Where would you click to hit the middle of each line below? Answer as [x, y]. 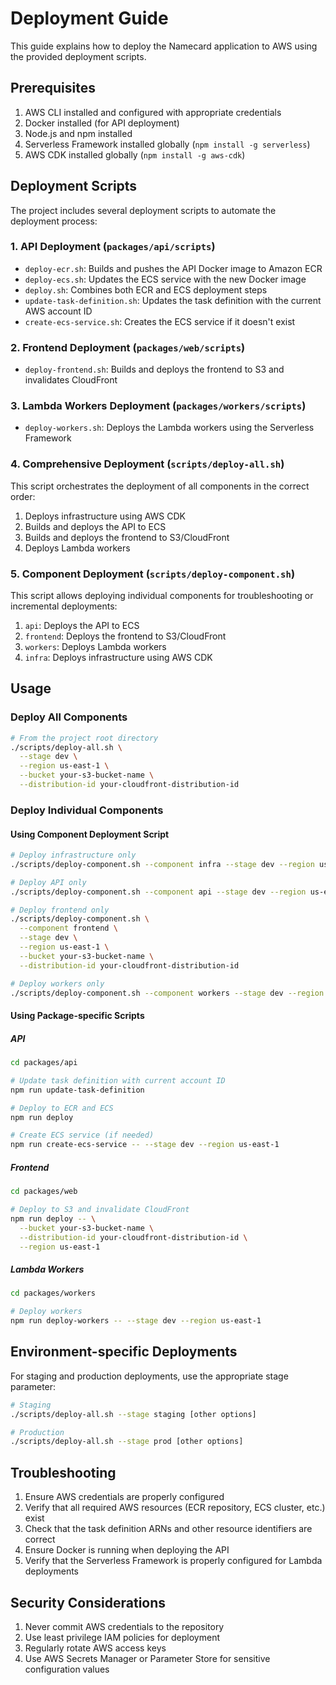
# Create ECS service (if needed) [82, 1135]
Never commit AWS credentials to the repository [124, 1626]
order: [23, 496]
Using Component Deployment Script [90, 834]
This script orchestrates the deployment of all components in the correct [160, 486]
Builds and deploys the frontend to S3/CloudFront [127, 537]
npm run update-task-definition [77, 1090]
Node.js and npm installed [78, 133]
